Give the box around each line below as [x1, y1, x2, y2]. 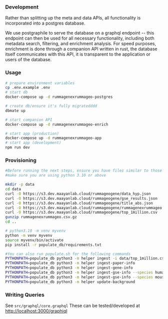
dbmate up [5, 108, 26, 113]
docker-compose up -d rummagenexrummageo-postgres [5, 94, 113, 100]
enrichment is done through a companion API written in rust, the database [5, 46, 157, 52]
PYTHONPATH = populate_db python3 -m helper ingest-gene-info [5, 265, 133, 270]
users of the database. [5, 57, 51, 63]
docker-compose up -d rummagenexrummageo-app [5, 135, 101, 141]
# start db [5, 90, 28, 95]
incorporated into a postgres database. [5, 20, 86, 26]
